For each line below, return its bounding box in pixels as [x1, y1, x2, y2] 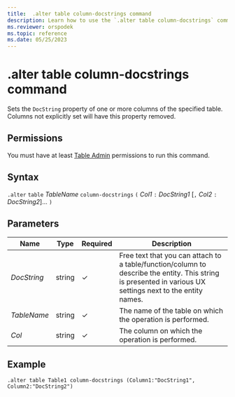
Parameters [7, 218, 59, 230]
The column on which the [118, 325, 203, 335]
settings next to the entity [118, 285, 203, 295]
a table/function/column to [118, 259, 206, 269]
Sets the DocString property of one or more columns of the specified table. [7, 105, 223, 113]
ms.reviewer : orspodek [7, 23, 73, 30]
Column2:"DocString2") [7, 383, 73, 390]
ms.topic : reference [7, 29, 68, 37]
